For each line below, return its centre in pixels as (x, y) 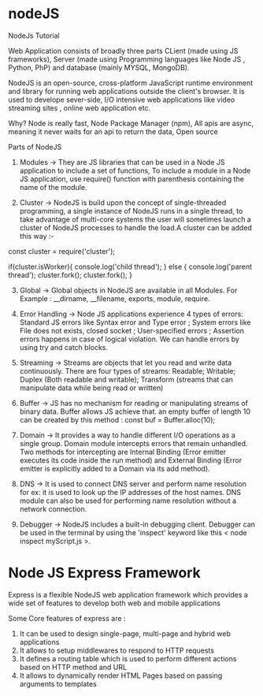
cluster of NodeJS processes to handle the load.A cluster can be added (135, 227)
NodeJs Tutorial (34, 35)
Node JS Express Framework (104, 573)
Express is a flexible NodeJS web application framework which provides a (128, 594)
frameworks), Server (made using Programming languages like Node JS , (127, 59)
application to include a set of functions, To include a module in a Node (135, 170)
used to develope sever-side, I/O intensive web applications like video (122, 99)
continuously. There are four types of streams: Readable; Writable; (128, 370)
